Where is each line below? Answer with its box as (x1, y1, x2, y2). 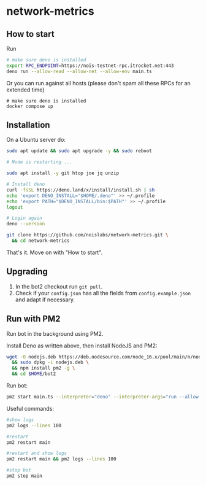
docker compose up (6, 103, 53, 109)
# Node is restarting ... (6, 159, 72, 165)
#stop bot (6, 467, 32, 473)
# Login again (6, 215, 43, 222)
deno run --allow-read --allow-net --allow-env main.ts (6, 68, 152, 74)
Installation (6, 120, 50, 130)
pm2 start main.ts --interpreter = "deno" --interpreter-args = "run (6, 394, 177, 400)
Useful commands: (6, 405, 54, 412)
